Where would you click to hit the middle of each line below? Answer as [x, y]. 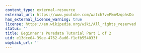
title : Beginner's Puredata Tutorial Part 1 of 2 [58, 33]
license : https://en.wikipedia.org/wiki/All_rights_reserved [71, 24]
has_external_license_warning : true [44, 19]
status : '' [17, 29]
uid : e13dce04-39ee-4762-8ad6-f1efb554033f [52, 38]
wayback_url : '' [22, 43]
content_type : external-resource [40, 10]
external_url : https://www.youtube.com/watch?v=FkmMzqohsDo [70, 15]
